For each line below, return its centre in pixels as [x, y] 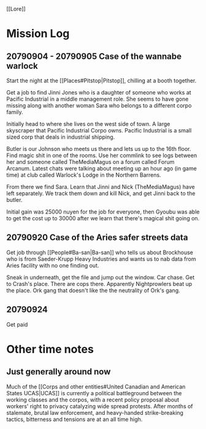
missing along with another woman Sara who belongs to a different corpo [99, 106]
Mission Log [38, 34]
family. [15, 112]
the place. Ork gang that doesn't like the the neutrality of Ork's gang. [93, 290]
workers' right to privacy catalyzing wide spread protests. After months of [100, 406]
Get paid [17, 324]
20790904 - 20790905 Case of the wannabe [94, 56]
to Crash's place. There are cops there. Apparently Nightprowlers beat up [99, 284]
